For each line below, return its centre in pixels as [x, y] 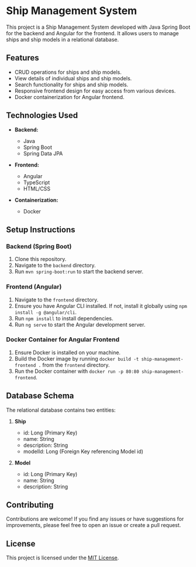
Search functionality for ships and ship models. [71, 84]
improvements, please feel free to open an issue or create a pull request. [94, 525]
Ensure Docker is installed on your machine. [68, 352]
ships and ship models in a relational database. [63, 39]
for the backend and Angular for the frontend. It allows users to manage [93, 33]
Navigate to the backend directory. [55, 266]
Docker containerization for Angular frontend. [69, 97]
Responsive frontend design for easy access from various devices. [95, 91]
